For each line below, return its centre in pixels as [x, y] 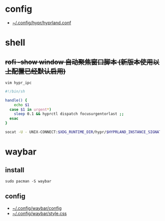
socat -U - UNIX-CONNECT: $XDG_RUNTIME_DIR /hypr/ [56, 132]
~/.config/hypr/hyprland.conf [41, 23]
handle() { [16, 100]
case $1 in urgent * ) [30, 109]
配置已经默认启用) [39, 71]
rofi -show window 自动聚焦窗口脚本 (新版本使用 [79, 62]
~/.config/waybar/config [37, 208]
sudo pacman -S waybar [28, 181]
